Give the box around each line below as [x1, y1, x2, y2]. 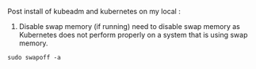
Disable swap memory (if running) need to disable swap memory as [18, 22, 241, 31]
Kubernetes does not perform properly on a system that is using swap [18, 31, 248, 39]
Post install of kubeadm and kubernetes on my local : [7, 7, 181, 16]
